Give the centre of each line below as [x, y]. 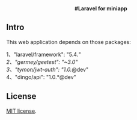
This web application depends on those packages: [68, 42]
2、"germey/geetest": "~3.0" [42, 62]
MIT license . [22, 111]
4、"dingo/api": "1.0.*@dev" [41, 77]
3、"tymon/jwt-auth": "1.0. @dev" [47, 69]
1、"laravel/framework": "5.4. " [44, 54]
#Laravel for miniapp [101, 8]
